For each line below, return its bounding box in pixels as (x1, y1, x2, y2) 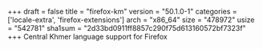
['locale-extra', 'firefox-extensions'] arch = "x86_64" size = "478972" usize (7, 15, 255, 24)
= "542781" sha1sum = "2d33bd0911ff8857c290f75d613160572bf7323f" (7, 24, 246, 32)
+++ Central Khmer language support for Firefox (7, 32, 168, 41)
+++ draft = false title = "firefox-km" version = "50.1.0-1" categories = (7, 7, 237, 16)
